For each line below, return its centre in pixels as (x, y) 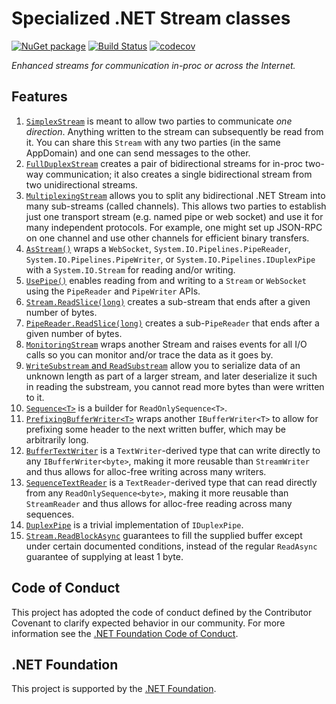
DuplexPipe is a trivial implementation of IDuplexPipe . (134, 524)
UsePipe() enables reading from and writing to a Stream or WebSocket (166, 280)
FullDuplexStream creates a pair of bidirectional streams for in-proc (164, 163)
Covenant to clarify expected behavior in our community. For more (148, 623)
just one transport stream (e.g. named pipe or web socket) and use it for (174, 216)
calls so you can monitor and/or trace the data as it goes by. (149, 354)
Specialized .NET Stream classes (151, 18)
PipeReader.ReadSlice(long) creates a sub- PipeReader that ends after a (172, 323)
